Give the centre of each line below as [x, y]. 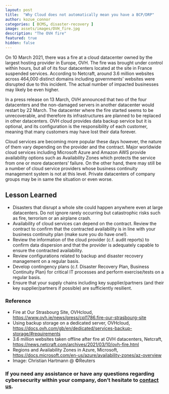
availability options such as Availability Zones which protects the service [80, 157]
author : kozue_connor [28, 19]
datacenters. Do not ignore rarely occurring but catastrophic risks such [86, 213]
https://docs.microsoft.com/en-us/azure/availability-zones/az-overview [87, 355]
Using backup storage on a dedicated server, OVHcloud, [71, 323]
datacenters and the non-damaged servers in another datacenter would [80, 105]
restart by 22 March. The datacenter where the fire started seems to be [79, 110]
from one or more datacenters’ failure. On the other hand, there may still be [83, 163]
